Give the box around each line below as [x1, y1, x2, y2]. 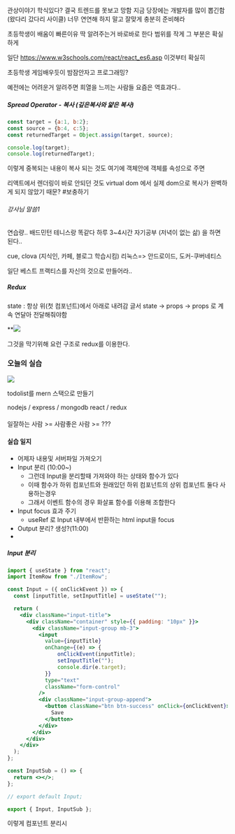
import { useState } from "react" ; [7, 567, 111, 574]
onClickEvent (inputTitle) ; [57, 651, 136, 658]
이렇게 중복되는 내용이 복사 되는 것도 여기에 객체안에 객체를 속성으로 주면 [7, 164, 205, 173]
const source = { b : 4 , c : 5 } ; [7, 125, 90, 132]
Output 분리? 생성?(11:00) [17, 524, 89, 532]
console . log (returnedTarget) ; [7, 150, 96, 157]
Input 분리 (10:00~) [17, 462, 72, 471]
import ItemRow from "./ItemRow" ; [7, 573, 108, 581]
